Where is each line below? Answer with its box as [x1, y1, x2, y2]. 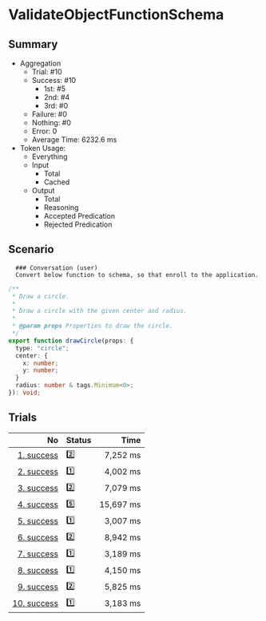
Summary [8, 38, 58, 51]
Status [66, 434, 92, 445]
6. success [17, 532, 58, 544]
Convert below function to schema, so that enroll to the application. [15, 271, 260, 279]
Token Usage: [19, 144, 66, 152]
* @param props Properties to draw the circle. [11, 322, 173, 330]
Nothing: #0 [31, 118, 72, 127]
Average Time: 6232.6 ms [31, 135, 117, 144]
